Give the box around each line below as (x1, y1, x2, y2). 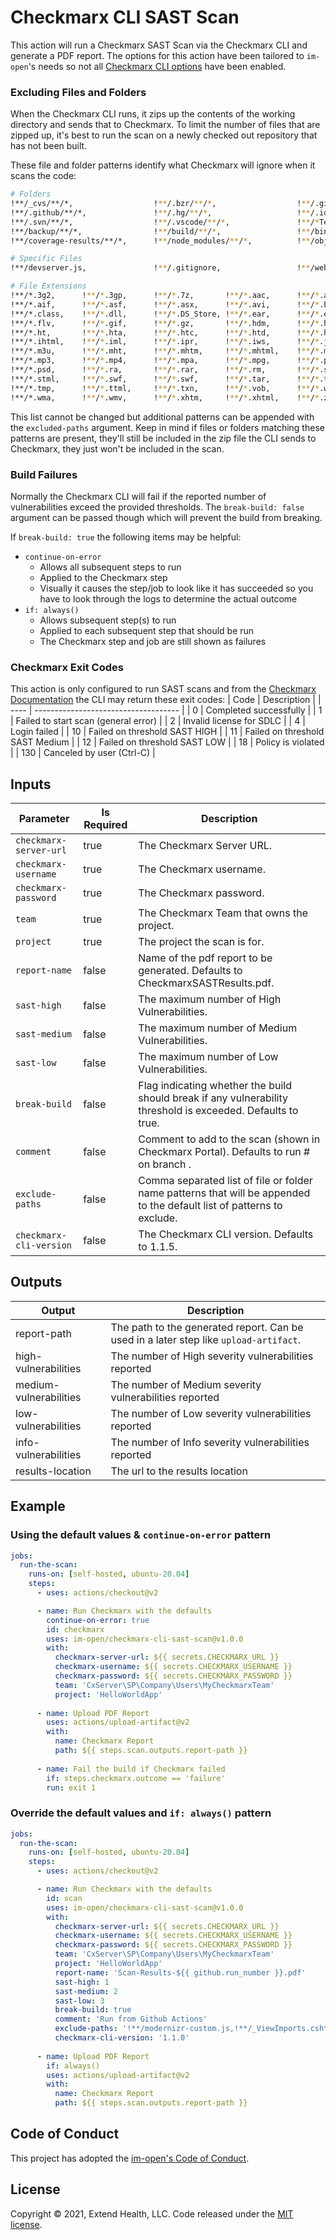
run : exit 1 (46, 1782, 97, 1793)
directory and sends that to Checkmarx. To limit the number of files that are (10, 119, 321, 131)
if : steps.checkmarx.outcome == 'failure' (46, 1773, 226, 1783)
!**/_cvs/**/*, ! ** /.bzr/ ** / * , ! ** (10, 199, 311, 209)
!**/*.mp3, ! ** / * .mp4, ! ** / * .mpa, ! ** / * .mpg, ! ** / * (10, 356, 320, 366)
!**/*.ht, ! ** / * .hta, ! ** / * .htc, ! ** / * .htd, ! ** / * (10, 327, 320, 338)
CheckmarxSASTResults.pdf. (138, 976, 275, 990)
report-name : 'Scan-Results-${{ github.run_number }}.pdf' (54, 1967, 307, 1978)
